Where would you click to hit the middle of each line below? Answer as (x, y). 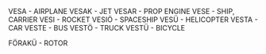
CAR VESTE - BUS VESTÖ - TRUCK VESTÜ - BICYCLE (96, 28)
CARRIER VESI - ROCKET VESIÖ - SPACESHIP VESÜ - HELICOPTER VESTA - (133, 20)
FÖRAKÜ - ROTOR (38, 43)
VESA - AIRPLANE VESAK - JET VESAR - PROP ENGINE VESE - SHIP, (121, 11)
